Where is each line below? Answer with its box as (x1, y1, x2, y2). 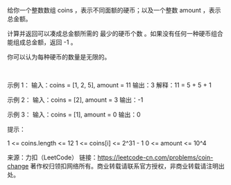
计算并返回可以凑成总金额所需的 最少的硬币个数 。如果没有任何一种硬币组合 (7, 30, 223, 37)
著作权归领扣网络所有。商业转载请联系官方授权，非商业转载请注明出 (30, 162, 225, 170)
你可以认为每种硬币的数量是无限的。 (7, 53, 111, 61)
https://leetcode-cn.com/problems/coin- (97, 153, 214, 161)
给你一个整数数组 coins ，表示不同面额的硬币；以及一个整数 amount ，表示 (7, 6, 221, 14)
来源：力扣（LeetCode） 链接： (7, 153, 99, 161)
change (7, 162, 29, 170)
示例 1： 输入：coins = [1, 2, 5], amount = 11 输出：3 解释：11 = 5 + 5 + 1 (7, 81, 212, 89)
